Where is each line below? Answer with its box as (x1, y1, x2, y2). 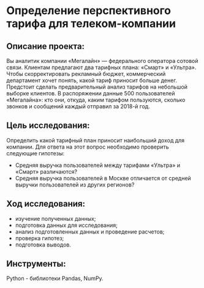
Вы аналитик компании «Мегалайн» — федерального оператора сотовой (6, 57, 198, 64)
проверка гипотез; (15, 234, 64, 242)
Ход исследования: (6, 199, 86, 209)
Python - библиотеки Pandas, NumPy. (6, 275, 104, 282)
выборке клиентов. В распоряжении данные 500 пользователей (6, 90, 176, 97)
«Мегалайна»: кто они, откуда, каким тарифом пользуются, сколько (6, 96, 186, 103)
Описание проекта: (6, 41, 85, 51)
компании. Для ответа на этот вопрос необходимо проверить (6, 143, 170, 150)
